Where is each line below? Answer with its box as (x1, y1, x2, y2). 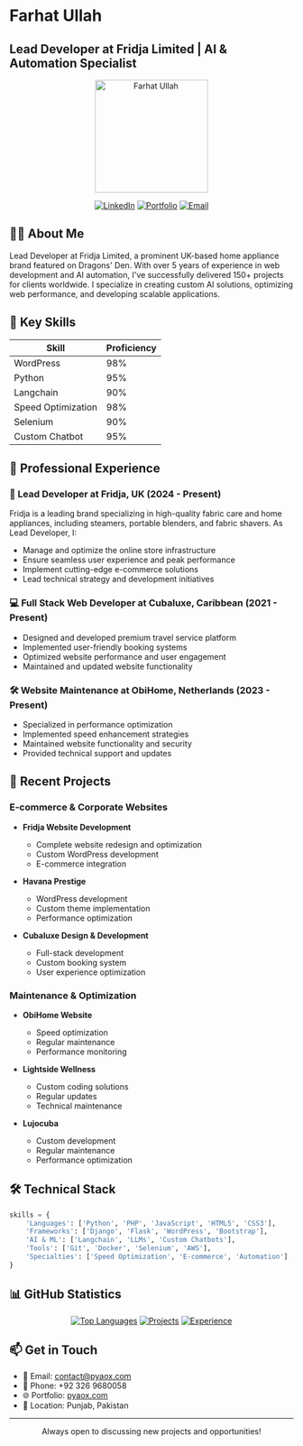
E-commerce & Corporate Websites (9, 801, 169, 813)
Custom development (35, 1135, 116, 1146)
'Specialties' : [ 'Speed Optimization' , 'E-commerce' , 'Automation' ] (25, 1252, 289, 1262)
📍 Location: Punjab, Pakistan (22, 1400, 129, 1411)
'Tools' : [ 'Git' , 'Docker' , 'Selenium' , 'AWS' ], (25, 1244, 212, 1253)
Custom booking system (35, 957, 127, 968)
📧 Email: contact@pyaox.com (22, 1371, 132, 1382)
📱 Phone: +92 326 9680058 (22, 1380, 127, 1391)
